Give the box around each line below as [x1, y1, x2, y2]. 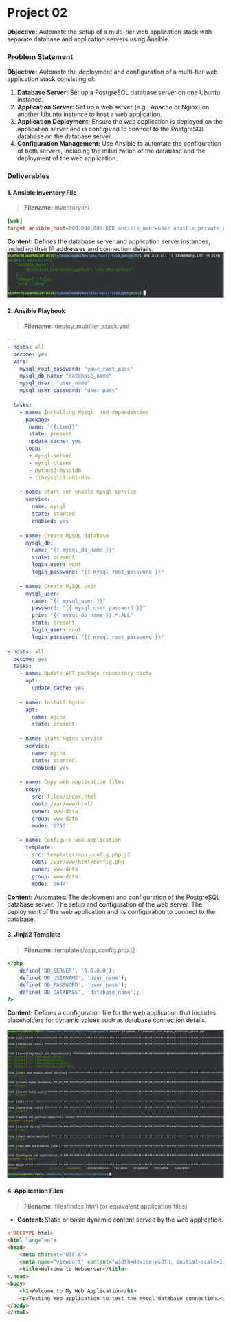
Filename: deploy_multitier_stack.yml [23, 322, 129, 331]
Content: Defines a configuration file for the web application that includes [7, 1009, 217, 1017]
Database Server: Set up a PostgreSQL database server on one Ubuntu [16, 88, 221, 97]
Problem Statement [7, 52, 74, 61]
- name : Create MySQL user [19, 583, 97, 589]
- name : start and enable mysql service [19, 488, 137, 496]
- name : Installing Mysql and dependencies [19, 409, 149, 415]
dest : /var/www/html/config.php [32, 858, 125, 866]
